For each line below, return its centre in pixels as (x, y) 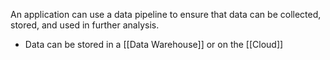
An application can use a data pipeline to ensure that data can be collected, (166, 14)
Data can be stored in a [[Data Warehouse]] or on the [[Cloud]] (154, 44)
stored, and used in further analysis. (85, 25)
